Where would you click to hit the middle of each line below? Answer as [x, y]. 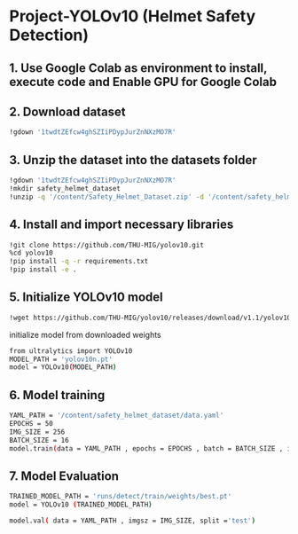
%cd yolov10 [31, 253]
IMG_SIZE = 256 [37, 432]
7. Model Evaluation [64, 476]
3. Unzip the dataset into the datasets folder [133, 160]
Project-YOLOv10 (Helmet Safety [133, 16]
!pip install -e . [43, 270]
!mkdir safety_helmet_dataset [65, 188]
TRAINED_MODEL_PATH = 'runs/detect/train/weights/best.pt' [121, 497]
